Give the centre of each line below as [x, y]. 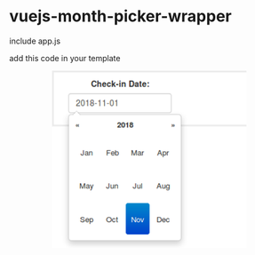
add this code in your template [65, 58]
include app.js [35, 41]
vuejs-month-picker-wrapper [121, 16]
